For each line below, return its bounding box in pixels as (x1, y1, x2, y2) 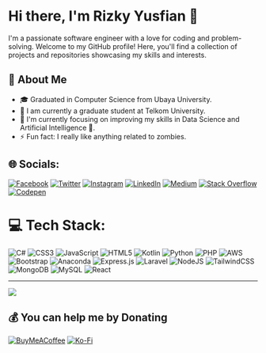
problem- (211, 33, 242, 43)
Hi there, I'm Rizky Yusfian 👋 (8, 7, 199, 25)
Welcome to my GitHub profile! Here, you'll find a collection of (35, 41, 237, 51)
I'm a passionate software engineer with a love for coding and (8, 33, 210, 43)
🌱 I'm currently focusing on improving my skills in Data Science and (19, 114, 240, 123)
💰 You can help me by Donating (8, 310, 168, 324)
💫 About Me (8, 73, 67, 86)
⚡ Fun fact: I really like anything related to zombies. (19, 131, 187, 141)
